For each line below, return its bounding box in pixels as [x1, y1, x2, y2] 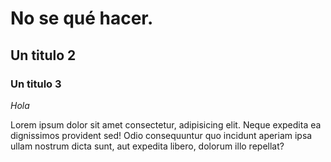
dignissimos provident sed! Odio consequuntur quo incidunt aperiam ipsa [10, 129, 313, 141]
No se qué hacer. [10, 7, 154, 30]
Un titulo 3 [10, 77, 62, 91]
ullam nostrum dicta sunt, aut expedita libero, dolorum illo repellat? [10, 140, 285, 152]
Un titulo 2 [10, 47, 77, 64]
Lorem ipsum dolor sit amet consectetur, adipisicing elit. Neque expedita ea [10, 118, 322, 131]
